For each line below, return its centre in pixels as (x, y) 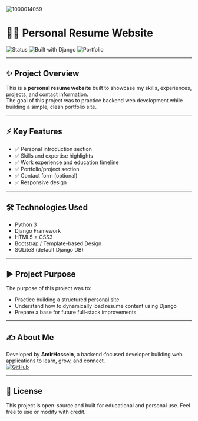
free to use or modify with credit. (46, 412)
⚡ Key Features (34, 132)
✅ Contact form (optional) (46, 175)
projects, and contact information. (47, 94)
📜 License (24, 391)
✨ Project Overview (43, 74)
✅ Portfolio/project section (47, 169)
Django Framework (38, 231)
